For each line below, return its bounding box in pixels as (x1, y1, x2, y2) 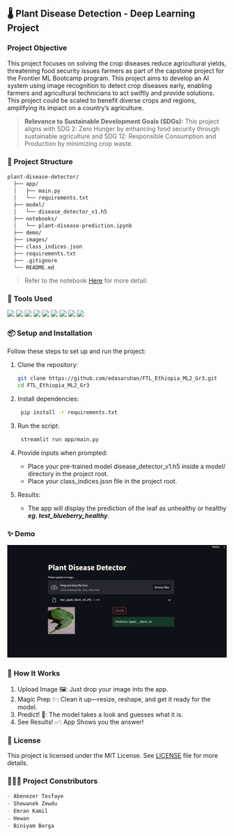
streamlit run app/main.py (20, 436, 99, 443)
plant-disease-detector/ (7, 173, 79, 180)
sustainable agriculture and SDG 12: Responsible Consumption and (24, 132, 217, 140)
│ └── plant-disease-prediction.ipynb (13, 222, 132, 229)
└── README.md (13, 264, 54, 271)
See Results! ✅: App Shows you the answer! (17, 717, 144, 726)
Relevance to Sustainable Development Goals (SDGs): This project (24, 117, 219, 126)
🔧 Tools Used (7, 294, 52, 304)
